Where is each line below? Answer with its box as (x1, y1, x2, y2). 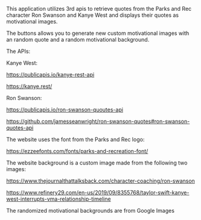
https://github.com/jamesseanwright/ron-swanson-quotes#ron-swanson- (6, 118, 190, 125)
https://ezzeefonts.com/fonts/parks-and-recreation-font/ (6, 148, 148, 154)
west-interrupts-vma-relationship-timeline (6, 195, 111, 203)
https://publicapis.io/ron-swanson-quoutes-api (6, 106, 124, 113)
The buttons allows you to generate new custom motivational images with (6, 30, 190, 37)
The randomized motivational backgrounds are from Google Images (6, 207, 175, 214)
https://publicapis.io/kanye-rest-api (6, 71, 95, 78)
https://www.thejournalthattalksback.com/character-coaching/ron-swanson (6, 177, 195, 184)
